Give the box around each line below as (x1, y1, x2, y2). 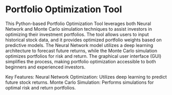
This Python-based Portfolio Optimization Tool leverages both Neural (5, 20, 151, 27)
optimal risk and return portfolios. (5, 84, 76, 90)
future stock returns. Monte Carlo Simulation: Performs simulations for (5, 79, 154, 85)
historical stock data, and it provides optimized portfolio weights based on (5, 37, 162, 43)
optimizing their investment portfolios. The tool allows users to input (5, 31, 149, 37)
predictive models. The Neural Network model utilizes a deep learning (5, 42, 154, 48)
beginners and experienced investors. (5, 64, 86, 70)
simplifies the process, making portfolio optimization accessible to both (5, 58, 156, 64)
